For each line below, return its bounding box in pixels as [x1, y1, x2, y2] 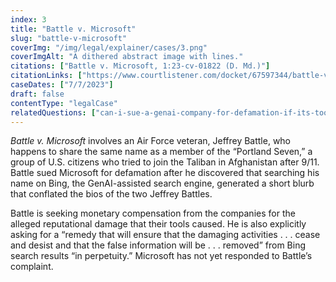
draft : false [10, 89, 65, 99]
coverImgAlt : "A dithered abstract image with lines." [10, 52, 244, 62]
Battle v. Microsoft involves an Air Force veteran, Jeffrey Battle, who [10, 135, 292, 147]
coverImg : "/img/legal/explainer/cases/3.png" [10, 42, 208, 53]
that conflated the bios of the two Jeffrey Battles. [10, 188, 213, 200]
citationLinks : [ [10, 71, 83, 81]
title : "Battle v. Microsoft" [10, 24, 137, 34]
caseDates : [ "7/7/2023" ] [10, 80, 114, 90]
